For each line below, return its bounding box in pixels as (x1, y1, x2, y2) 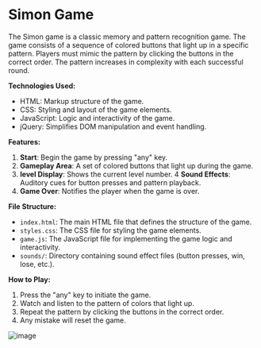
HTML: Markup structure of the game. (19, 96, 144, 106)
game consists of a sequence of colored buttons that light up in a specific (8, 40, 249, 49)
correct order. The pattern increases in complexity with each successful (8, 57, 244, 67)
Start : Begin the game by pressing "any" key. (19, 153, 168, 162)
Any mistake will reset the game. (19, 315, 127, 325)
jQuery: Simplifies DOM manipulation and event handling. (19, 122, 207, 131)
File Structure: (8, 201, 57, 211)
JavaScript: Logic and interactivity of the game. (19, 113, 175, 122)
